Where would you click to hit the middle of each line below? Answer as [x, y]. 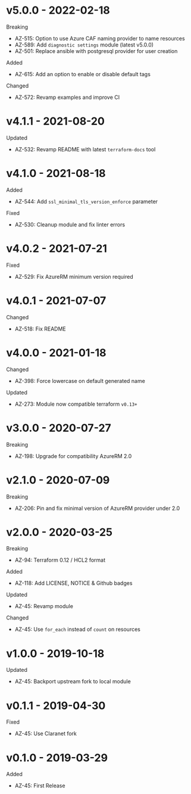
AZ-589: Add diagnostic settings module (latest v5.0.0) [84, 45]
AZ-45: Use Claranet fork [46, 734]
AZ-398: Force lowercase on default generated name [80, 381]
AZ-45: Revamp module [44, 606]
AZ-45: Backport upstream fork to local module [73, 681]
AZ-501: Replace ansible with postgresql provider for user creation [96, 51]
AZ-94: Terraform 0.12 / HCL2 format [60, 560]
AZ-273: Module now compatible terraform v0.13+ [76, 404]
